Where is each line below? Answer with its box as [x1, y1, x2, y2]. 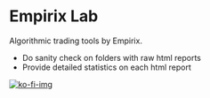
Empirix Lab [9, 6, 99, 26]
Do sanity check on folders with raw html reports [21, 52, 202, 63]
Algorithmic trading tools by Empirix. [9, 35, 142, 46]
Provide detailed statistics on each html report [21, 62, 191, 72]
